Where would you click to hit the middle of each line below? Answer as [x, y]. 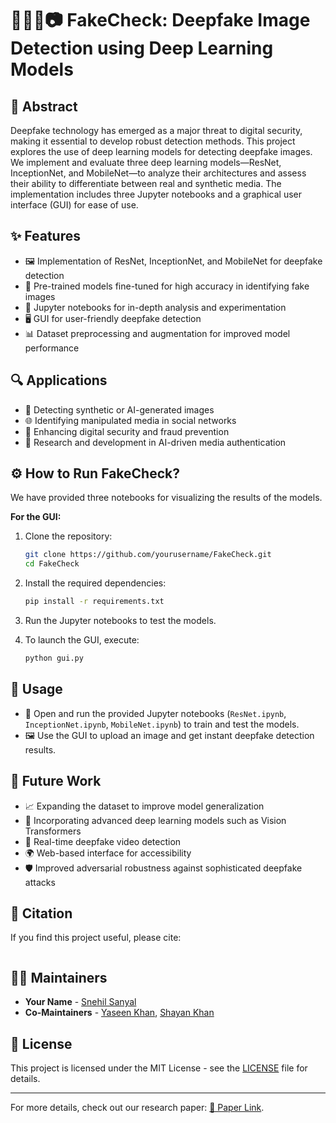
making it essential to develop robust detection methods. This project [153, 141]
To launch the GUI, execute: [82, 640]
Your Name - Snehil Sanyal [80, 1002]
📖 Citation [41, 913]
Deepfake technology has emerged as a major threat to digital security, [156, 130]
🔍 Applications [59, 380]
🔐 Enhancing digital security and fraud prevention [127, 431]
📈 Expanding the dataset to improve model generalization [144, 806]
